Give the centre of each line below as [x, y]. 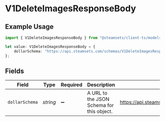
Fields [15, 71]
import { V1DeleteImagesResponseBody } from [51, 38]
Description [101, 85]
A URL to [97, 93]
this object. [100, 112]
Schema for [100, 105]
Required [71, 85]
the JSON [98, 99]
